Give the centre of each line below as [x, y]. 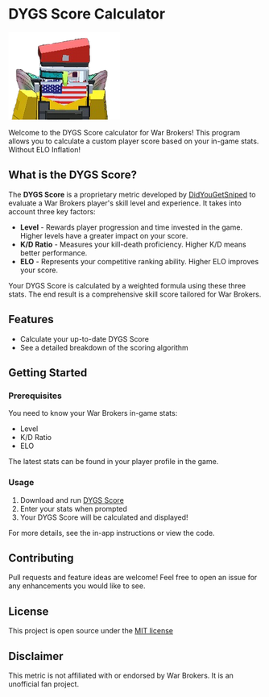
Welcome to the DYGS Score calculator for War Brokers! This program [124, 132]
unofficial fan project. [43, 684]
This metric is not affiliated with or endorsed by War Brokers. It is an [121, 675]
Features [31, 319]
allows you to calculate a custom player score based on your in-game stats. [134, 141]
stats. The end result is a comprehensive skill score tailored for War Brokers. [135, 294]
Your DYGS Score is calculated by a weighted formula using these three [127, 285]
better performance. [54, 253]
